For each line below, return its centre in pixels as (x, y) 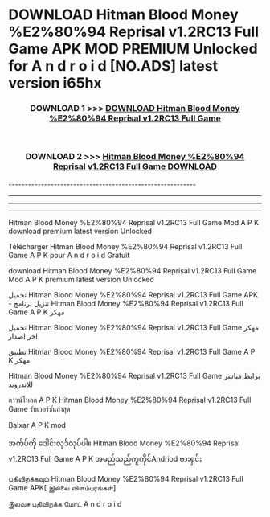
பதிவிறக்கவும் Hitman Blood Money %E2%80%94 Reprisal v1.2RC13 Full (126, 478)
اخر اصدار (23, 336)
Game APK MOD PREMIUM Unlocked (133, 49)
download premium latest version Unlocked (80, 231)
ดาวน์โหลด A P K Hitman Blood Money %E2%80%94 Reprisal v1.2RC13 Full (130, 400)
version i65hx (55, 83)
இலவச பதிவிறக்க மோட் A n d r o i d (65, 503)
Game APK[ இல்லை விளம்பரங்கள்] (62, 487)
